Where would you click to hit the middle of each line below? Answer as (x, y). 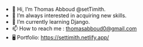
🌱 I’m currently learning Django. (51, 22)
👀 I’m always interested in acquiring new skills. (69, 15)
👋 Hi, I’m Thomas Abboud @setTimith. (59, 9)
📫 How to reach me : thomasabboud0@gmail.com (74, 29)
